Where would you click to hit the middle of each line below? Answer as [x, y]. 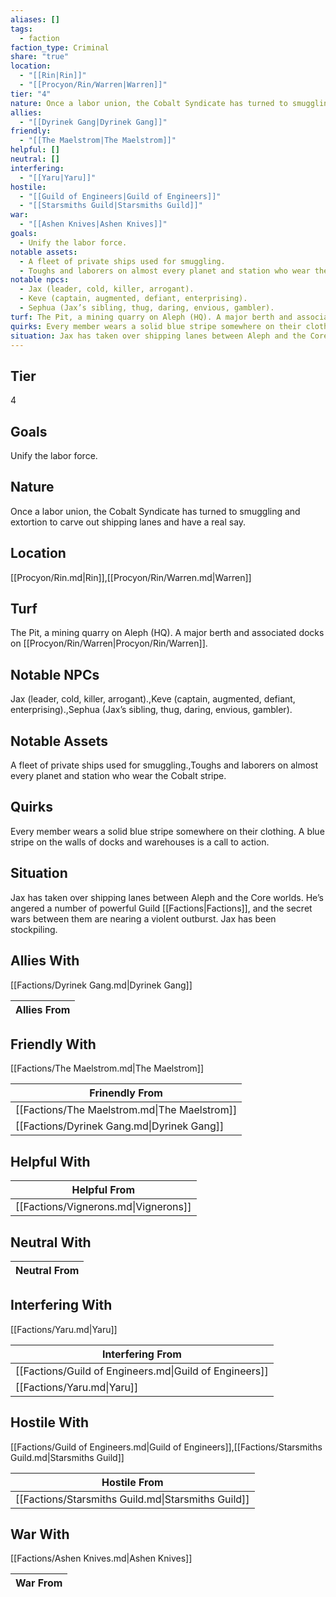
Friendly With [53, 1044]
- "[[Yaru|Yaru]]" [58, 177]
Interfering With [61, 1305]
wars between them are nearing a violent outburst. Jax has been [143, 918]
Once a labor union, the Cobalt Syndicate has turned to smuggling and [155, 511]
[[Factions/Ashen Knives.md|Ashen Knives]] [101, 1558]
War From [39, 1583]
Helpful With [50, 1161]
